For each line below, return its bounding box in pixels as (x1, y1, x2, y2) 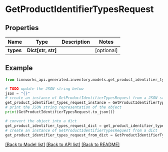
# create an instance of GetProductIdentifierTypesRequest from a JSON (5, 95, 157, 101)
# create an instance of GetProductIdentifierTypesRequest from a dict (5, 128, 157, 133)
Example (5, 64, 33, 72)
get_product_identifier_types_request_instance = (5, 100, 111, 105)
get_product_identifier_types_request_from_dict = (5, 132, 113, 137)
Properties (5, 24, 39, 32)
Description (61, 39, 90, 45)
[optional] (94, 47, 118, 54)
